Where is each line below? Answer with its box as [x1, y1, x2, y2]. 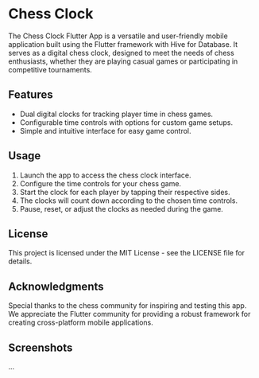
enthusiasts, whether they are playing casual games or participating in [8, 57, 238, 66]
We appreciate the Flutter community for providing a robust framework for [8, 310, 251, 319]
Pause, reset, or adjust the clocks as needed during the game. [19, 204, 224, 213]
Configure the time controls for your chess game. [19, 178, 181, 188]
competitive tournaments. [8, 64, 93, 74]
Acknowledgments [8, 279, 105, 293]
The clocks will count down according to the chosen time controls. [19, 196, 238, 205]
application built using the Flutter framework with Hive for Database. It [8, 39, 238, 49]
